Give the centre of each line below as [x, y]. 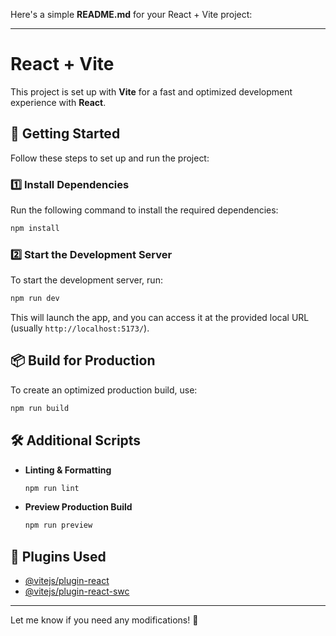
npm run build [40, 408]
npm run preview [58, 525]
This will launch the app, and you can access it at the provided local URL [160, 318]
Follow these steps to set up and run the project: [110, 158]
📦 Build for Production [83, 360]
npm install [35, 229]
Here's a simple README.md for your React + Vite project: [131, 14]
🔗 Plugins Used [58, 556]
